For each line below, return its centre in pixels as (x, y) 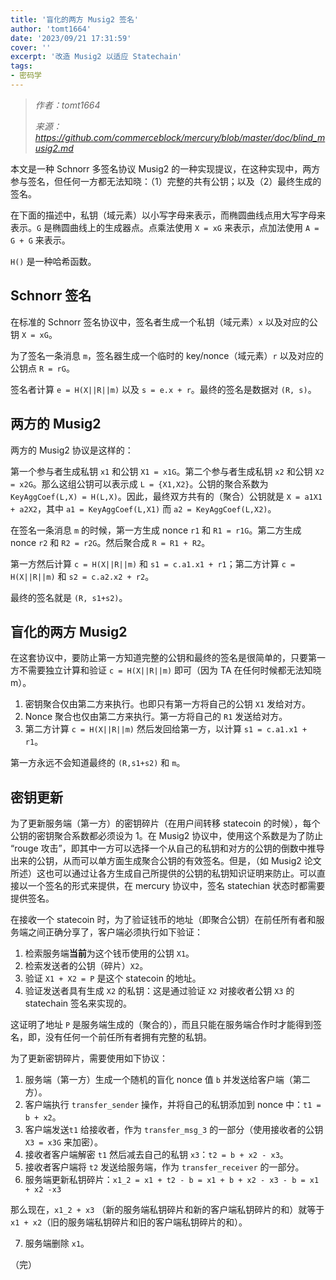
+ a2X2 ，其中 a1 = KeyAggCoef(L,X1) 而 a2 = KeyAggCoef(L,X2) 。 (143, 508)
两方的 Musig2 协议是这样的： (72, 450)
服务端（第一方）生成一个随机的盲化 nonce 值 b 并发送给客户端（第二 (167, 1080)
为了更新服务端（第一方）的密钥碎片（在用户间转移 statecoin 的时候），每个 (165, 823)
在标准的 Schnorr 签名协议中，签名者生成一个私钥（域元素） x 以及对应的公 (164, 322)
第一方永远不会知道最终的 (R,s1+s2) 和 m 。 (98, 763)
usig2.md (54, 148)
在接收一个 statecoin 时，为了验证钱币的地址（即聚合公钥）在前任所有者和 (163, 920)
